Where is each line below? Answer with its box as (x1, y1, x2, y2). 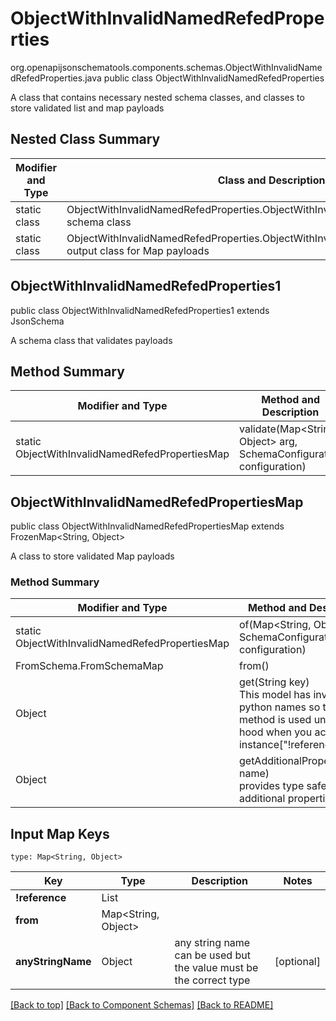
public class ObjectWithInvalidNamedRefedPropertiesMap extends (10, 520, 285, 532)
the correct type (174, 973, 251, 987)
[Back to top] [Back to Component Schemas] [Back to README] (10, 999, 274, 1011)
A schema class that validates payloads (10, 334, 173, 346)
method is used (238, 713, 312, 727)
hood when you (238, 725, 313, 739)
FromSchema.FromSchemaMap (15, 659, 164, 673)
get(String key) (238, 675, 310, 689)
